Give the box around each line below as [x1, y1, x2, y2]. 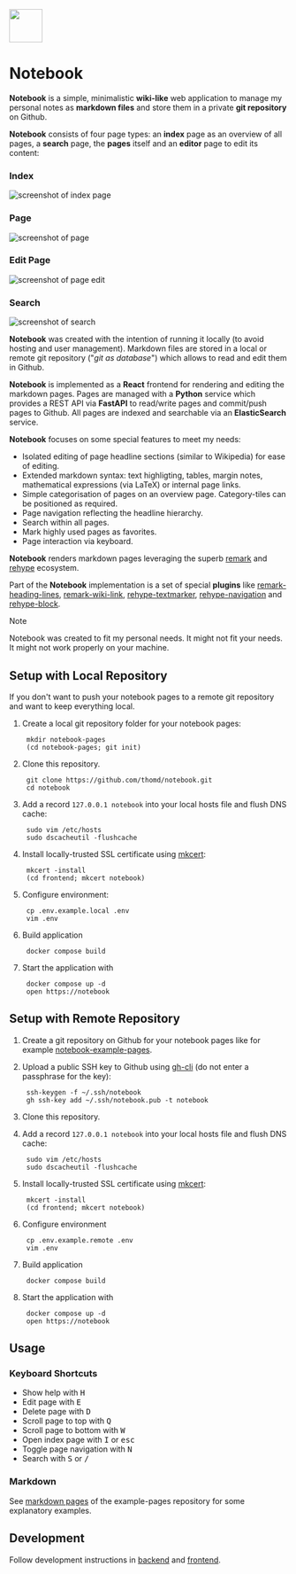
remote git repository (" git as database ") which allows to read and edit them [9, 353, 287, 363]
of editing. [21, 461, 60, 471]
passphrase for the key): [21, 1071, 112, 1081]
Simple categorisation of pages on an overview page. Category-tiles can [21, 489, 286, 500]
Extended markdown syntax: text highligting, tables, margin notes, [21, 470, 263, 481]
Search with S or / [21, 1453, 90, 1464]
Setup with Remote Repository [9, 1011, 181, 1026]
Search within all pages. [21, 518, 110, 528]
